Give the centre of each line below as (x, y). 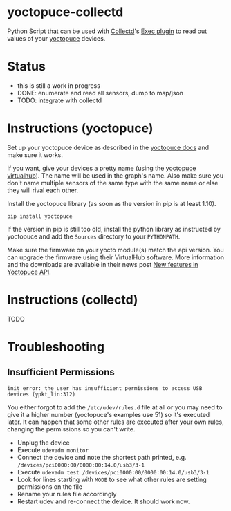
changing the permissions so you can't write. (71, 429)
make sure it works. (35, 155)
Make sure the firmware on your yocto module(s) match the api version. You (116, 250)
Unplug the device (44, 443)
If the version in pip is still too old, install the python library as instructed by (114, 229)
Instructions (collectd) (73, 300)
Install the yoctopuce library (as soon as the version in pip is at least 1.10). (112, 203)
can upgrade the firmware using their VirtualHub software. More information (116, 257)
